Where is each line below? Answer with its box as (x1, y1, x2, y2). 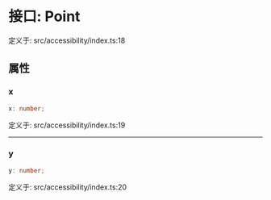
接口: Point (8, 7, 81, 26)
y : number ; (8, 166, 45, 174)
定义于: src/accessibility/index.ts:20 (8, 182, 127, 192)
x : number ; (8, 104, 45, 113)
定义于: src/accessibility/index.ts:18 (8, 35, 126, 45)
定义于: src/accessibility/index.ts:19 (8, 120, 126, 130)
